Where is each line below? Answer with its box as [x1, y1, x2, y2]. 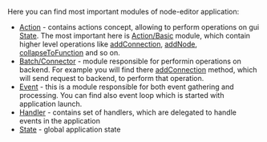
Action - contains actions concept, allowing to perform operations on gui [18, 22, 260, 31]
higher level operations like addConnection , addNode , [18, 39, 198, 49]
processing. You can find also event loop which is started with [18, 91, 225, 99]
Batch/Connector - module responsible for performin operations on [18, 56, 242, 66]
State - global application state [18, 124, 121, 134]
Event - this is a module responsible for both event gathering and [18, 82, 234, 91]
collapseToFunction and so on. [18, 48, 121, 57]
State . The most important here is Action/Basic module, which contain [18, 31, 250, 40]
